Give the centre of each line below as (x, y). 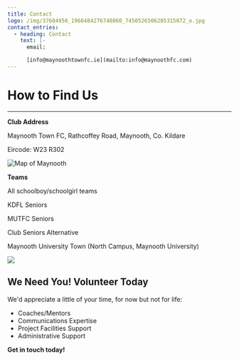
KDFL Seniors (27, 205)
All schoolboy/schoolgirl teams (52, 190)
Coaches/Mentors (44, 313)
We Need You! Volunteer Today (78, 282)
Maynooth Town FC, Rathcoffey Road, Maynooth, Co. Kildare (96, 136)
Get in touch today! (36, 350)
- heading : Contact (43, 34)
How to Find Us (53, 95)
